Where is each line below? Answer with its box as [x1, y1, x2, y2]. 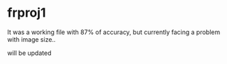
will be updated [7, 49, 52, 57]
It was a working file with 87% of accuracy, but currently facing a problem [7, 28, 221, 36]
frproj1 [7, 5, 46, 21]
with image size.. [7, 35, 56, 43]
